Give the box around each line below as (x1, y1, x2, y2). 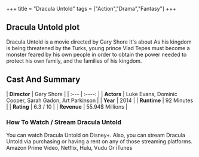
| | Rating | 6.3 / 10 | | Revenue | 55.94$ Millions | (6, 103, 128, 110)
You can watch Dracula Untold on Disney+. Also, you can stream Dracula (6, 131, 185, 138)
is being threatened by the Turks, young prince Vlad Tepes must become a (6, 44, 190, 51)
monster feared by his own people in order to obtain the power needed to (6, 51, 187, 58)
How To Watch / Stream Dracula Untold (6, 118, 121, 126)
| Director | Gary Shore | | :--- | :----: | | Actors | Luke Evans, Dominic (6, 90, 177, 97)
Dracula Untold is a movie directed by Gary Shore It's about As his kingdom (6, 38, 192, 45)
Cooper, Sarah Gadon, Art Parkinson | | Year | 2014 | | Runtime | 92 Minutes (6, 97, 194, 104)
